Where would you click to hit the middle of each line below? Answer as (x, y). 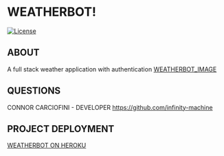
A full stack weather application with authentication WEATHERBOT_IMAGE (112, 69)
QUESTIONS (34, 91)
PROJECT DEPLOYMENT (61, 129)
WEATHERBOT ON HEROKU (47, 146)
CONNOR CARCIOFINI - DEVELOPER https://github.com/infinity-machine (110, 107)
